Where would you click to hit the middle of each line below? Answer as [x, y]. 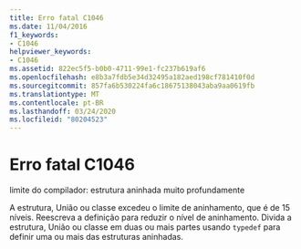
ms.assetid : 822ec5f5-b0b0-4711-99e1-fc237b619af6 [108, 69]
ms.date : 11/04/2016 [49, 26]
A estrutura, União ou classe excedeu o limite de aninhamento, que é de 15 [150, 208]
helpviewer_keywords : [51, 52]
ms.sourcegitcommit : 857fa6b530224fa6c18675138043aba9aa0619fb [132, 86]
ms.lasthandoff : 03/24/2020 [63, 111]
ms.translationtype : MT [55, 94]
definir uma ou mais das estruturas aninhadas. [97, 237]
